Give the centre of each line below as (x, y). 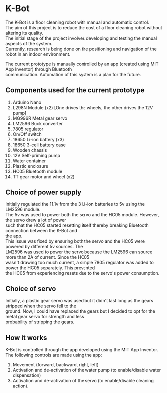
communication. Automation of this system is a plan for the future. (73, 74)
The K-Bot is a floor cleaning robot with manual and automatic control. (78, 22)
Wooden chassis (30, 150)
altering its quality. (25, 33)
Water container (29, 161)
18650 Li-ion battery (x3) (38, 139)
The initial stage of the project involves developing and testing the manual (81, 38)
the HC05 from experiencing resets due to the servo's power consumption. (83, 273)
